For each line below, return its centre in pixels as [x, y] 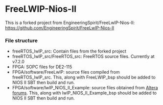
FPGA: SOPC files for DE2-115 [42, 67]
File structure [21, 40]
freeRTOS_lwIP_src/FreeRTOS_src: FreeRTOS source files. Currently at [83, 56]
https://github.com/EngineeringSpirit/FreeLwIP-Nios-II [60, 27]
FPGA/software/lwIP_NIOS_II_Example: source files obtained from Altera [85, 88]
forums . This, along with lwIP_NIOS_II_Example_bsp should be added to [84, 93]
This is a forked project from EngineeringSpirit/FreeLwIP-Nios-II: [70, 23]
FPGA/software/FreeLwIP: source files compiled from [66, 72]
